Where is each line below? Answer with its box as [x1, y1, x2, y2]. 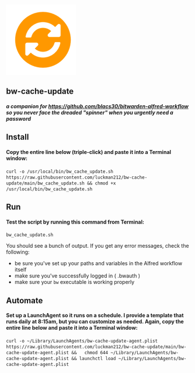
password [6, 115, 31, 122]
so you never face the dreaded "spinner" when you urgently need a [6, 109, 173, 116]
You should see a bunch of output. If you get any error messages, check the [6, 242, 189, 249]
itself [14, 266, 27, 273]
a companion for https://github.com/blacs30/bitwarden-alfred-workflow [6, 102, 189, 109]
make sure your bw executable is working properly [14, 279, 135, 286]
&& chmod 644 [71, 350, 109, 355]
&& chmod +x [86, 180, 116, 186]
